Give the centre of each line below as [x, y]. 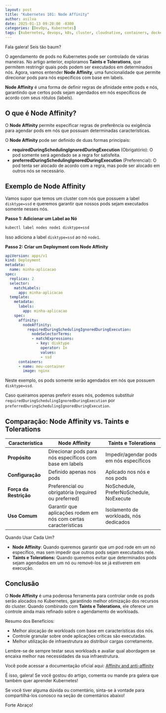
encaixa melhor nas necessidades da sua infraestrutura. [62, 656]
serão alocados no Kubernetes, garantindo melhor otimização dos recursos [82, 601]
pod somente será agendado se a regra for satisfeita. [66, 155]
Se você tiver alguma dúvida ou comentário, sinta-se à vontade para [75, 690]
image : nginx [36, 371]
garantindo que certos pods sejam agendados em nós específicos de [76, 92]
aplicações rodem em [73, 513]
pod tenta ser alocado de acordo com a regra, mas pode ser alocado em [86, 165]
